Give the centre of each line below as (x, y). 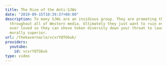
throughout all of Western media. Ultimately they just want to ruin (83, 24)
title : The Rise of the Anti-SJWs (41, 10)
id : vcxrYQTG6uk (31, 51)
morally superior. (29, 33)
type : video (17, 56)
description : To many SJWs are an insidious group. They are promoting (81, 19)
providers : (16, 42)
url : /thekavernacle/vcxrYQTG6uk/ (41, 38)
